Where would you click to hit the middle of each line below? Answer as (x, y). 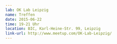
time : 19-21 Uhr (22, 24)
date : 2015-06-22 (24, 19)
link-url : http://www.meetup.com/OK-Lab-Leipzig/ (59, 33)
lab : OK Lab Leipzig (27, 10)
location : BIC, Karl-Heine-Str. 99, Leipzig (53, 29)
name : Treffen (20, 15)
